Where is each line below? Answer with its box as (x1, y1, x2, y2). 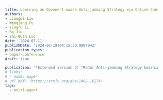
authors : (5, 12, 23, 16)
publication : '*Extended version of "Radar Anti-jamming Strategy (5, 65, 142, 70)
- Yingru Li (5, 25, 29, 30)
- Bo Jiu (5, 29, 23, 34)
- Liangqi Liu (5, 16, 34, 21)
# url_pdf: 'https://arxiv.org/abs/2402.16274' (5, 79, 103, 84)
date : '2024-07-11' (5, 39, 45, 43)
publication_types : (5, 47, 45, 52)
